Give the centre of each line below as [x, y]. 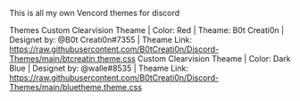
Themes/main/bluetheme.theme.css [76, 87]
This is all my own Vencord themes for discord [95, 13]
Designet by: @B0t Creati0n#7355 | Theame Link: [100, 40]
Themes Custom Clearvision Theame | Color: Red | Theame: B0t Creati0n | [146, 30]
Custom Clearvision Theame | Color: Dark [214, 59]
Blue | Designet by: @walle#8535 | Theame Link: [99, 68]
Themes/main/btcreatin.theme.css [72, 59]
